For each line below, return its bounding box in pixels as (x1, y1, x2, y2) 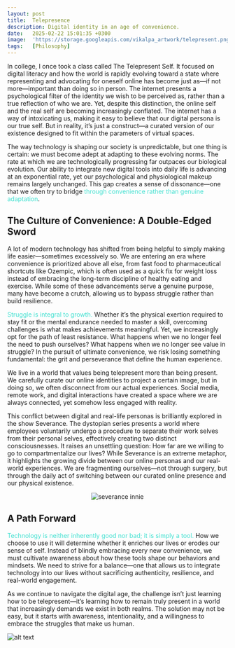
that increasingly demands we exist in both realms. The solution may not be (7, 604, 225, 613)
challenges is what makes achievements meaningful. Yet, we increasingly (7, 325, 219, 333)
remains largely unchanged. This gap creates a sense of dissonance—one (7, 180, 222, 188)
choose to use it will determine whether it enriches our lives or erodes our (7, 539, 220, 547)
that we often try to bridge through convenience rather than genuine (7, 187, 204, 195)
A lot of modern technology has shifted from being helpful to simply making (7, 244, 225, 253)
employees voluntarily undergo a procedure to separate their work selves (7, 427, 219, 435)
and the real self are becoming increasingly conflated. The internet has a (7, 106, 217, 115)
